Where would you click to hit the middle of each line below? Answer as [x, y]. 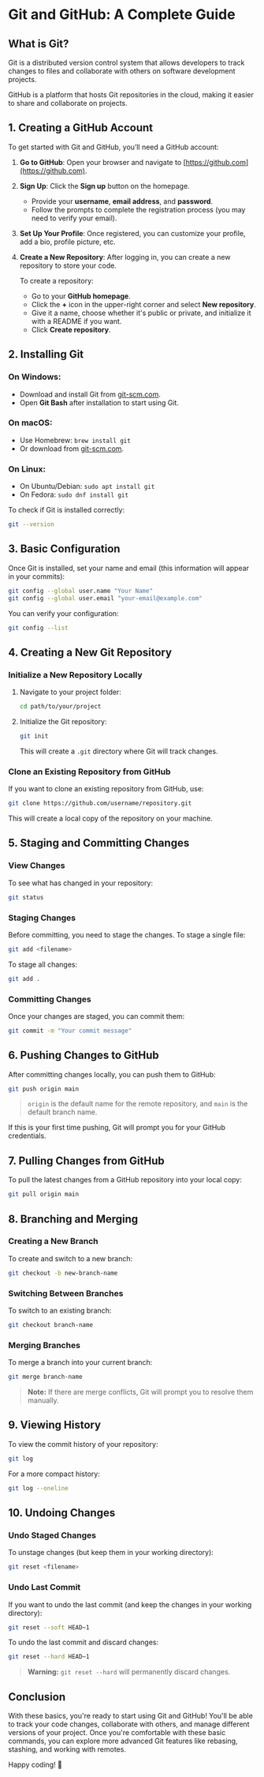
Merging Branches [45, 1345]
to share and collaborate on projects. [68, 103]
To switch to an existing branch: [60, 1311]
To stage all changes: [43, 964]
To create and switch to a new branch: [70, 1258]
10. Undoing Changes [62, 1513]
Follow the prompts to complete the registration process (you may [138, 209]
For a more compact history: [54, 1474]
